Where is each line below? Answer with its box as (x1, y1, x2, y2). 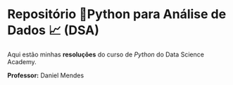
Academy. (7, 57, 37, 65)
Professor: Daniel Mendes (7, 71, 84, 79)
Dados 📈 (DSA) (7, 22, 100, 38)
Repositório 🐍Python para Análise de (7, 6, 227, 22)
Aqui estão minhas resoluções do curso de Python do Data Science (7, 50, 204, 59)
